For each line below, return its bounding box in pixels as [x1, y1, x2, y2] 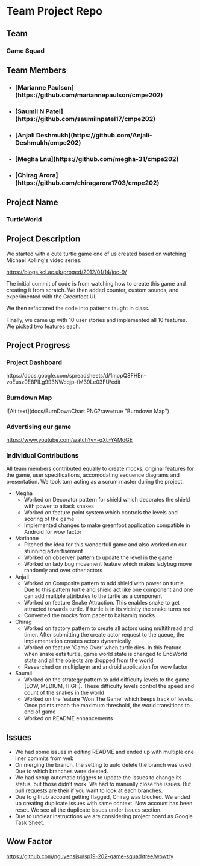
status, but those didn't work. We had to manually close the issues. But [14, 781, 192, 788]
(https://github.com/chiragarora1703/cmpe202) [14, 179, 160, 187]
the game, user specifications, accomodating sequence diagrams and [6, 471, 180, 479]
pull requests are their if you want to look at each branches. [14, 787, 163, 794]
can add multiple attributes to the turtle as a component [23, 592, 163, 600]
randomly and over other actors [23, 567, 103, 574]
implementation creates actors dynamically [23, 637, 131, 645]
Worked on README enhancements [23, 715, 113, 722]
